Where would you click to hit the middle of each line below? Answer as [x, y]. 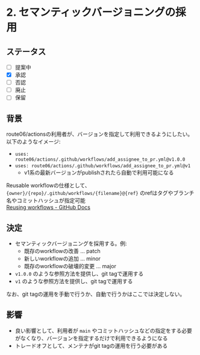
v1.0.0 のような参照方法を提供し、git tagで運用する [79, 273]
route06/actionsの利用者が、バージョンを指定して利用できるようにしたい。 [100, 134]
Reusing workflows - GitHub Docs [48, 207]
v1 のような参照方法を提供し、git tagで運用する [74, 281]
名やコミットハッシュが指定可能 [46, 200]
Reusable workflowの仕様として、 [48, 185]
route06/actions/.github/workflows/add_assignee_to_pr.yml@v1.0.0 [100, 160]
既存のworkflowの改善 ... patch [62, 251]
